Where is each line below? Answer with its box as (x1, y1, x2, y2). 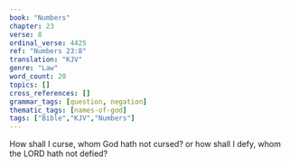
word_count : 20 (9, 72, 67, 81)
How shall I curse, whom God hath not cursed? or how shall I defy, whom (9, 139, 282, 150)
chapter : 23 (9, 22, 54, 31)
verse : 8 (9, 30, 42, 39)
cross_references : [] (9, 88, 91, 97)
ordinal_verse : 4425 (9, 38, 88, 48)
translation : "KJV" (9, 55, 83, 64)
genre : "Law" (9, 64, 59, 73)
